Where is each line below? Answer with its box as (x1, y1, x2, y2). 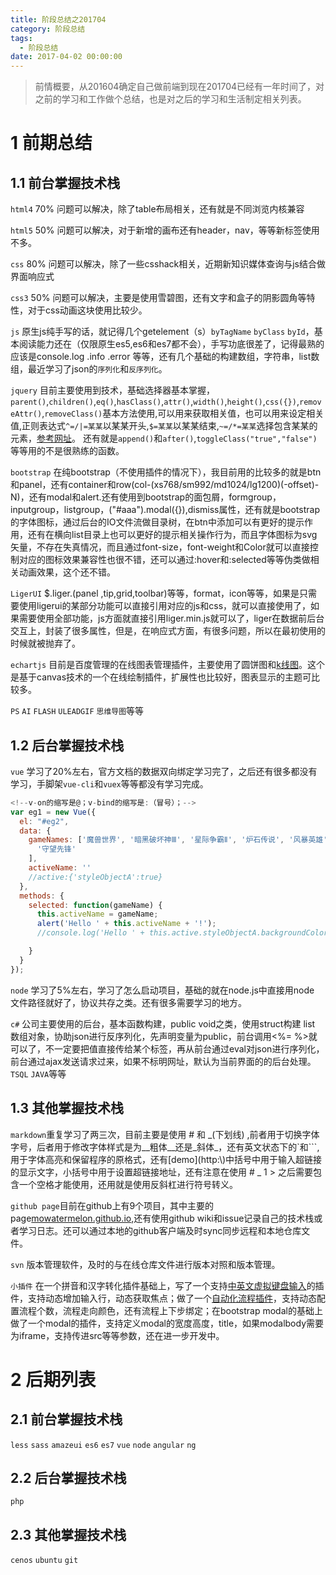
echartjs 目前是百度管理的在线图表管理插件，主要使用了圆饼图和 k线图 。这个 (10, 659, 325, 671)
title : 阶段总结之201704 (10, 14, 107, 25)
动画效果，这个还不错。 (18, 566, 116, 578)
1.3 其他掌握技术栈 (10, 1100, 125, 1117)
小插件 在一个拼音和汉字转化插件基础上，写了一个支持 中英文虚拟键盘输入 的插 (10, 1279, 325, 1291)
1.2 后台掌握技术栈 (10, 737, 125, 754)
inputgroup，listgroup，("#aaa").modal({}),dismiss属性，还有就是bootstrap (10, 504, 320, 516)
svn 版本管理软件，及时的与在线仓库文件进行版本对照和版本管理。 (10, 1258, 281, 1270)
